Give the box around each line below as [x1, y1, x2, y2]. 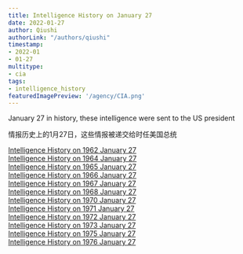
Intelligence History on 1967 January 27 [8, 179, 136, 189]
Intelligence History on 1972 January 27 [8, 212, 136, 222]
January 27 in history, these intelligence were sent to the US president [8, 113, 235, 123]
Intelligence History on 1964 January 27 [8, 154, 137, 164]
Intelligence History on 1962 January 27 [8, 145, 137, 155]
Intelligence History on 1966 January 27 [8, 171, 137, 180]
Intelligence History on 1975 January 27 [8, 229, 136, 238]
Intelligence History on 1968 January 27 [8, 187, 137, 197]
